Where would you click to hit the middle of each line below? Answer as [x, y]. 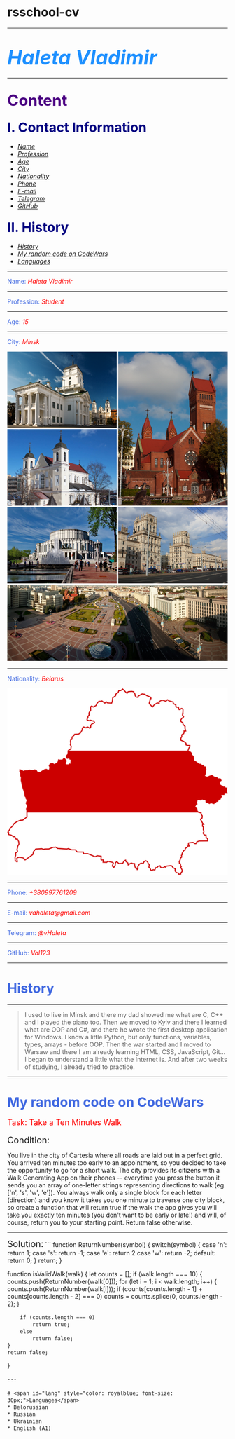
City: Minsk [23, 341]
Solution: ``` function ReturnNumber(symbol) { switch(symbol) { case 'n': [117, 1244]
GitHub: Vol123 [29, 953]
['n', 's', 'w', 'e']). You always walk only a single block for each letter [105, 1193]
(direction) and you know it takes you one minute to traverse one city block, [116, 1200]
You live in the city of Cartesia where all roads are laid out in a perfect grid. [115, 1155]
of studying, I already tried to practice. [79, 1067]
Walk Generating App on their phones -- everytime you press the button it [114, 1178]
